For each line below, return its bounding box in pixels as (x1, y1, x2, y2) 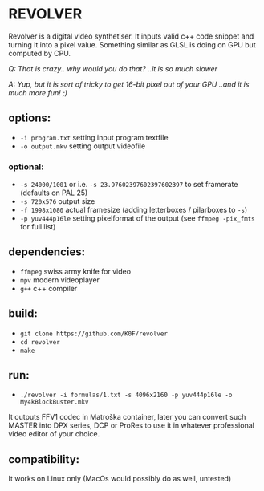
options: (8, 112, 51, 125)
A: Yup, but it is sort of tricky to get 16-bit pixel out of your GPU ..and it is (8, 79, 250, 89)
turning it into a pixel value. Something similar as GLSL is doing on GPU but (8, 39, 256, 49)
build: (8, 306, 38, 321)
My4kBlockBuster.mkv (19, 398, 89, 406)
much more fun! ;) (8, 87, 68, 97)
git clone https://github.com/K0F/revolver (19, 330, 169, 338)
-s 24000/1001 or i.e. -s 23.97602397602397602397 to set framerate (19, 180, 238, 189)
